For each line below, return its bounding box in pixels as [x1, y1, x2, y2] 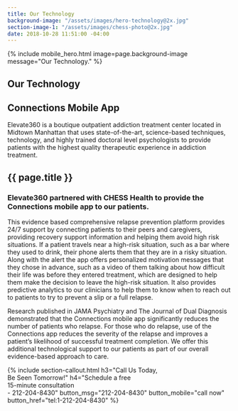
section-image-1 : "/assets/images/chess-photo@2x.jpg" [7, 23, 173, 31]
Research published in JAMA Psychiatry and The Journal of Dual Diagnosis [7, 307, 227, 316]
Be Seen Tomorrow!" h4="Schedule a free [7, 373, 131, 382]
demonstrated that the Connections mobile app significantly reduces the [7, 314, 220, 323]
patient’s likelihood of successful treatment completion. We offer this [7, 337, 208, 346]
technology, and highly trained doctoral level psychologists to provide [7, 136, 211, 144]
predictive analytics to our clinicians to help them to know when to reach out [7, 285, 231, 295]
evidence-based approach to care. [7, 352, 109, 361]
